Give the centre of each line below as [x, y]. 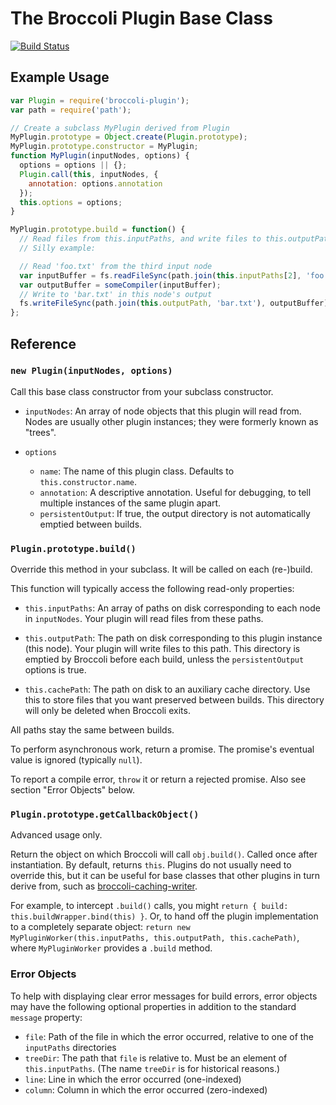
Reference [43, 343]
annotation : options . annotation [95, 183]
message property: [46, 1017]
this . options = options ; [71, 202]
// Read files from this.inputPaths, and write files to [140, 239]
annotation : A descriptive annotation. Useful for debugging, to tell [175, 492]
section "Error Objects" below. [73, 790]
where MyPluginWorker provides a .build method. [111, 948]
